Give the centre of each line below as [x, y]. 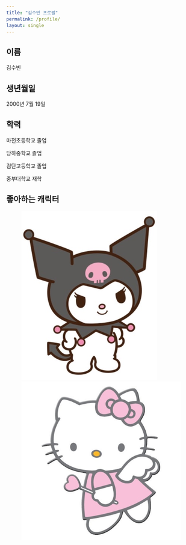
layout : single [25, 25]
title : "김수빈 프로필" [32, 13]
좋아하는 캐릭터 [33, 199]
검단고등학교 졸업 [26, 166]
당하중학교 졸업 [24, 153]
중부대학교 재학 [24, 178]
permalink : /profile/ [33, 19]
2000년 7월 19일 [26, 104]
